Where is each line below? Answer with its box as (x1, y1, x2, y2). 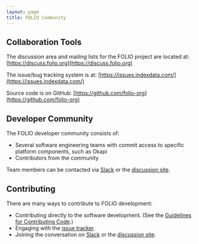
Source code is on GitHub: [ (6, 89, 76, 97)
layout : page (6, 8, 39, 15)
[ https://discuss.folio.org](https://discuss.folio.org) (6, 59, 133, 67)
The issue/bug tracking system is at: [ (6, 71, 101, 79)
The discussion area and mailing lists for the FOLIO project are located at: (6, 53, 190, 61)
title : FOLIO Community (6, 15, 67, 21)
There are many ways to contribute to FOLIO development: (6, 200, 153, 207)
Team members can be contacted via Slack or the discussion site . (6, 166, 171, 174)
